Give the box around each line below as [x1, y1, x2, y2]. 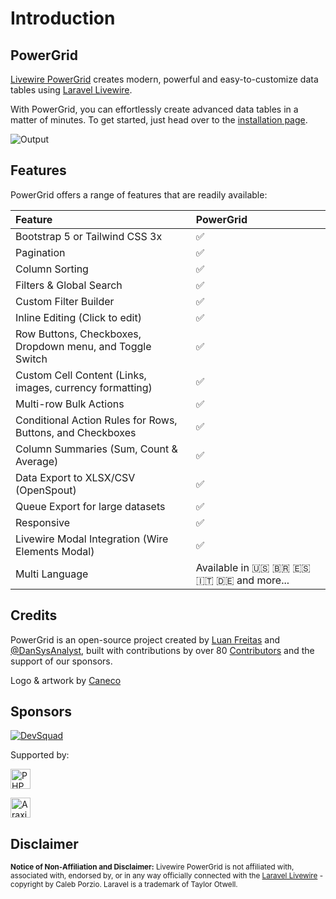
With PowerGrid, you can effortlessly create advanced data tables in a [10, 103, 299, 115]
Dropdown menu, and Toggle [15, 339, 152, 353]
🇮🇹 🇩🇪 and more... [195, 573, 290, 587]
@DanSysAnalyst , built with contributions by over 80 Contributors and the [10, 644, 315, 656]
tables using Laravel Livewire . [10, 84, 133, 96]
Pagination [15, 245, 66, 259]
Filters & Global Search [15, 278, 123, 292]
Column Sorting [15, 262, 89, 276]
